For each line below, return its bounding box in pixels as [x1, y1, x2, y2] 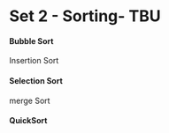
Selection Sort [9, 75, 64, 85]
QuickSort [9, 115, 48, 126]
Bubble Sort [9, 35, 54, 46]
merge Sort [9, 95, 50, 106]
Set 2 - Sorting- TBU [9, 6, 161, 26]
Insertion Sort [9, 55, 59, 66]
